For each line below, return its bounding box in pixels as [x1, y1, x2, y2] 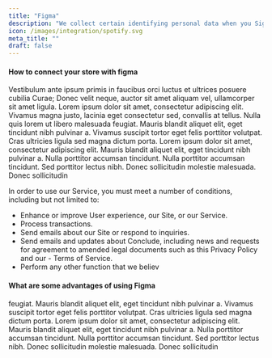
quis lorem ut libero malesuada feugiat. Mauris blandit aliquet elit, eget [8, 119, 243, 129]
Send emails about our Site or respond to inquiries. [19, 228, 190, 238]
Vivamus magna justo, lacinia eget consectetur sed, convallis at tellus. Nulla [8, 111, 261, 120]
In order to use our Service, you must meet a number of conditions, [8, 187, 233, 196]
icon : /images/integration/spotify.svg [8, 27, 143, 35]
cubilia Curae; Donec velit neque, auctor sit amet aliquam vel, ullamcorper [8, 94, 255, 103]
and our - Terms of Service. [19, 254, 113, 263]
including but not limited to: [8, 195, 100, 204]
